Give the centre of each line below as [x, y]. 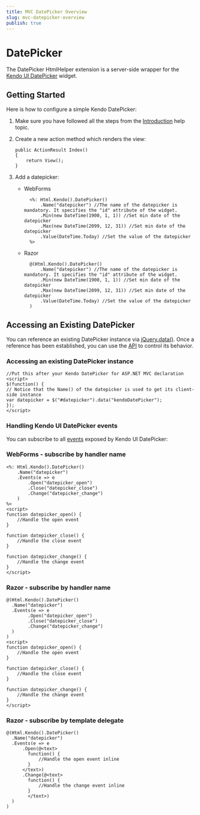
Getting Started [36, 95]
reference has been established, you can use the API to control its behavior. [100, 345]
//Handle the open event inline [79, 760]
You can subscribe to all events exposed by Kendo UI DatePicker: [87, 439]
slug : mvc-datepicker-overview [45, 17]
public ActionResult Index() [51, 150]
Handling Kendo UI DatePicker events [62, 426]
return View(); [45, 161]
